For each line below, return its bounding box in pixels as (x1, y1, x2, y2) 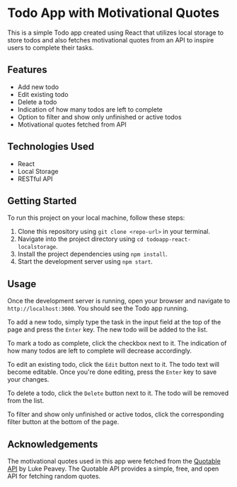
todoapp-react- (146, 236, 191, 243)
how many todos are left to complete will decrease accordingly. (7, 346, 192, 355)
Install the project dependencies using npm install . (17, 250, 168, 259)
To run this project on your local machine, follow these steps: (7, 213, 185, 222)
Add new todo (17, 83, 59, 91)
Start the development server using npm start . (17, 257, 154, 266)
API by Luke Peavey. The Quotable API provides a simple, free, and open (7, 464, 219, 473)
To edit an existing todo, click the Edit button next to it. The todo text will (7, 360, 219, 369)
